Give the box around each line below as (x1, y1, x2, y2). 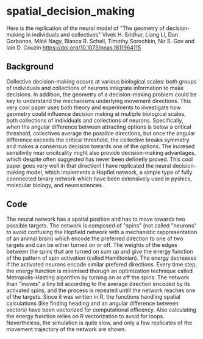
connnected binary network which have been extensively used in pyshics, (6, 175, 192, 182)
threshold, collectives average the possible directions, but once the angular (6, 129, 196, 137)
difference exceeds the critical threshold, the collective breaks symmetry (6, 136, 190, 143)
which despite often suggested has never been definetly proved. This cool (6, 155, 193, 163)
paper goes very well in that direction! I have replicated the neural (6, 162, 171, 169)
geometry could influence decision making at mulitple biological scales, (6, 110, 186, 117)
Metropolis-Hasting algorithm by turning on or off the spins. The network (6, 273, 190, 281)
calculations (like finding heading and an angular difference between (6, 299, 179, 307)
